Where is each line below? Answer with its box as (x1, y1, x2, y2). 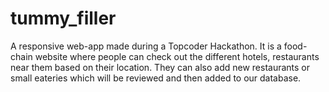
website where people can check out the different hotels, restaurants (34, 50, 320, 62)
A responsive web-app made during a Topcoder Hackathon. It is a (10, 40, 282, 52)
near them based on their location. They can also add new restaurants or (10, 61, 311, 73)
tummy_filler (10, 7, 117, 30)
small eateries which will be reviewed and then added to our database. (10, 72, 302, 84)
